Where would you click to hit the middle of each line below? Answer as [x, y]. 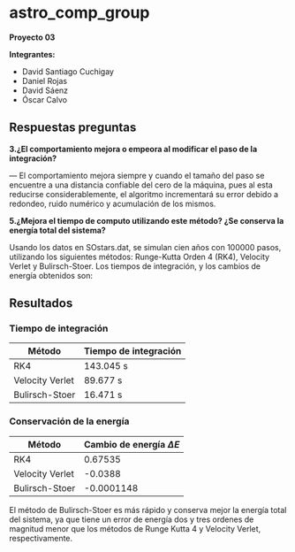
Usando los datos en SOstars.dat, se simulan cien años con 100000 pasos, [145, 247]
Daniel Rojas [45, 80]
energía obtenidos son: [51, 275]
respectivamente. [41, 538]
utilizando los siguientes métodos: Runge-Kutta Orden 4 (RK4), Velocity [140, 257]
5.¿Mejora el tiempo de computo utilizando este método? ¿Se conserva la [147, 220]
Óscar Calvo [45, 99]
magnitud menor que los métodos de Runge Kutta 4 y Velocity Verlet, [135, 528]
